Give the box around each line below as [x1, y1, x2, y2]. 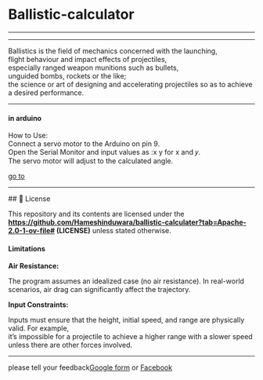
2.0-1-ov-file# [8, 226, 56, 236]
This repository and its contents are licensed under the [8, 210, 186, 219]
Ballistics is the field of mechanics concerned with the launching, [8, 46, 218, 56]
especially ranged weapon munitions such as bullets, [8, 63, 179, 72]
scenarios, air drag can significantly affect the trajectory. [8, 285, 191, 294]
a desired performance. [8, 88, 85, 97]
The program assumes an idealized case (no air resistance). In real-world [8, 276, 245, 286]
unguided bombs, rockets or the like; [8, 71, 127, 80]
